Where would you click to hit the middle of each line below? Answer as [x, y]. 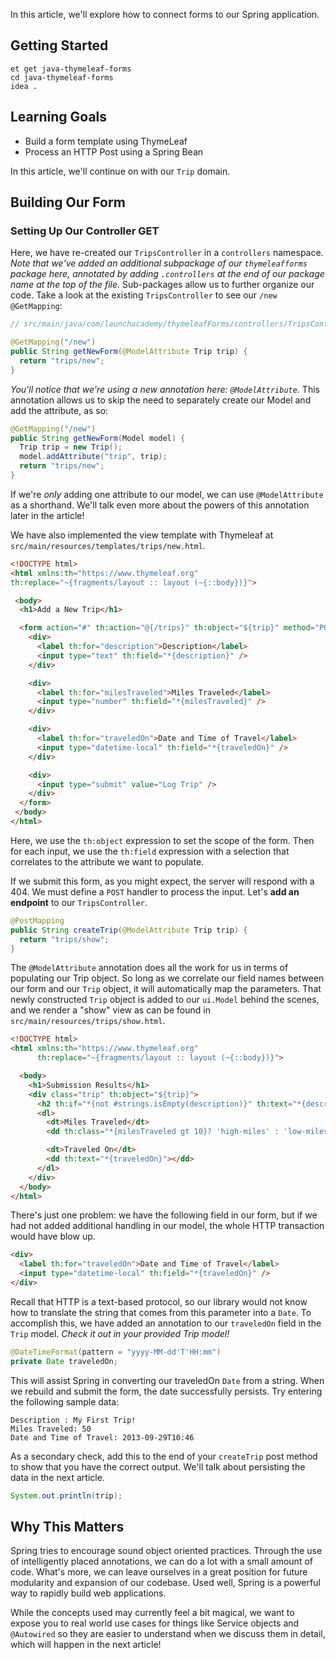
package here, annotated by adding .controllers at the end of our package [167, 274]
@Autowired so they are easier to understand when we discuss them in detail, [168, 1634]
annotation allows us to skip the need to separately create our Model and [161, 400]
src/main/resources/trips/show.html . [88, 1021]
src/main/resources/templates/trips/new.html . [108, 545]
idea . [24, 86]
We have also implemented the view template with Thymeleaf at [142, 535]
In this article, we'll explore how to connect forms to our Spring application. [165, 14]
